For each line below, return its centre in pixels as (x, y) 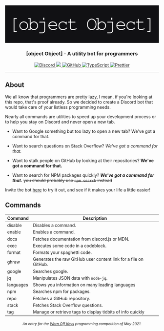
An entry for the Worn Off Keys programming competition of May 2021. (82, 324)
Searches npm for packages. (62, 291)
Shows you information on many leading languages (84, 285)
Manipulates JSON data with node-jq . (70, 278)
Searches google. (51, 271)
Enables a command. (54, 232)
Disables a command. (55, 226)
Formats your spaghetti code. (62, 252)
